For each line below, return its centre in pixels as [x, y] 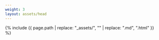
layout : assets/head [26, 14]
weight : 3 [15, 9]
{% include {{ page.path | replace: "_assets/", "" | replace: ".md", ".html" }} [80, 27]
